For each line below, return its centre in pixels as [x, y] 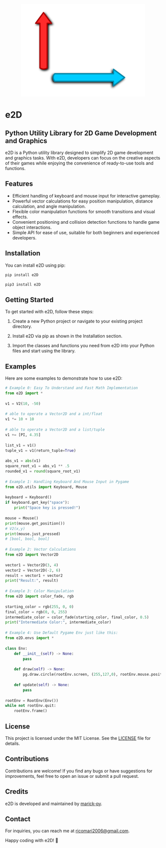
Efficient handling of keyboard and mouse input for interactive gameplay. [86, 196]
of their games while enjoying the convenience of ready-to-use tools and [80, 163]
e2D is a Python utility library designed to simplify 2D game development [79, 153]
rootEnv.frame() [31, 711]
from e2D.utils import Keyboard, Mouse [46, 487]
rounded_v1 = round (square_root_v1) [43, 471]
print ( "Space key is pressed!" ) [47, 508]
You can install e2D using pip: [35, 265]
